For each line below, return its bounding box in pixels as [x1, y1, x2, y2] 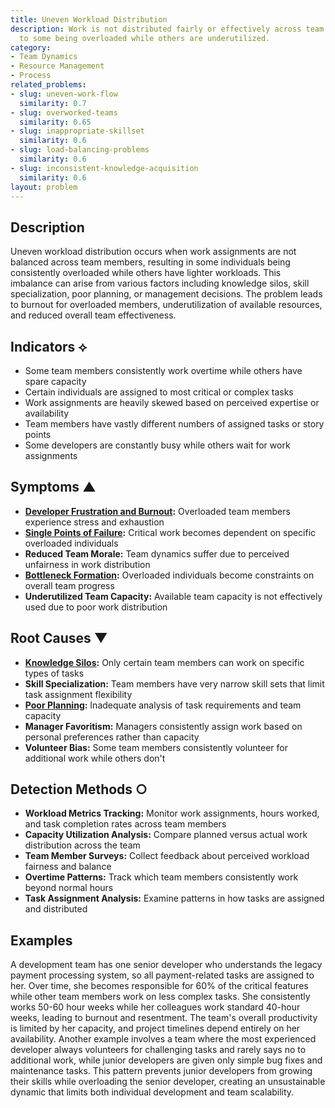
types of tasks [24, 667, 85, 679]
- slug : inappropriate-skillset [10, 126, 145, 136]
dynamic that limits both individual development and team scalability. [10, 1086, 295, 1098]
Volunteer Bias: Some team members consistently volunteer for [24, 741, 288, 753]
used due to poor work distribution [24, 601, 168, 613]
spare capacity [24, 376, 87, 387]
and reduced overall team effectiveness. [10, 309, 177, 321]
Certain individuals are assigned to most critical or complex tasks [24, 386, 294, 398]
